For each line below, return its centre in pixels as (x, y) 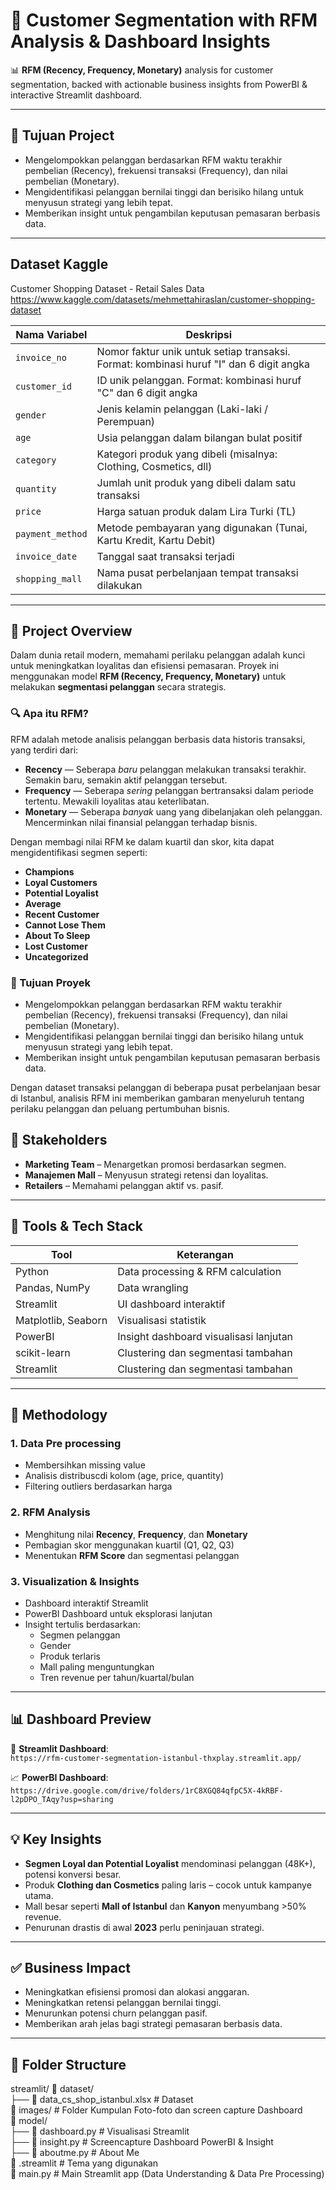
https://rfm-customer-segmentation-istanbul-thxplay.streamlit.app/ (156, 1758)
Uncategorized (56, 956)
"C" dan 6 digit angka (147, 392)
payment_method (51, 533)
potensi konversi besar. (73, 1874)
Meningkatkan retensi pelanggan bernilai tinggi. (123, 2003)
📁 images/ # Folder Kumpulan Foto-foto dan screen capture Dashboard (156, 2110)
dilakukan (119, 585)
